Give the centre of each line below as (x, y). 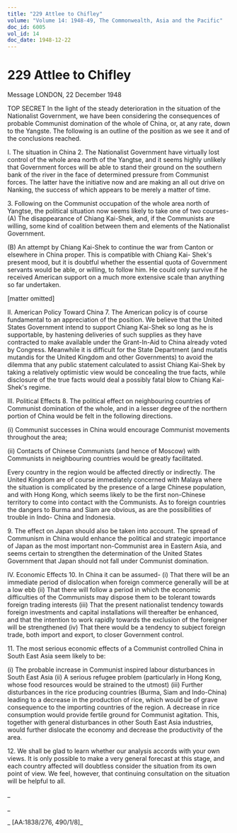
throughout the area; (37, 437)
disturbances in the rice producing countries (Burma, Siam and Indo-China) (117, 692)
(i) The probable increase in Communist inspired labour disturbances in (111, 670)
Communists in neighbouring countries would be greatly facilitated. (105, 459)
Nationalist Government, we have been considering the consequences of (114, 116)
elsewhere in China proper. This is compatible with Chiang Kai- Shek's (110, 255)
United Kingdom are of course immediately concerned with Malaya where (115, 480)
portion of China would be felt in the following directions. (90, 416)
